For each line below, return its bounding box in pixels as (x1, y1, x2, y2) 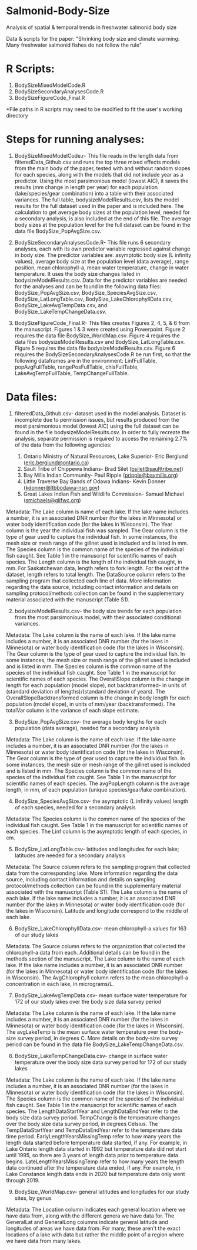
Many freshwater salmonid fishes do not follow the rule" (6, 41, 142, 48)
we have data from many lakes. (6, 1237, 82, 1244)
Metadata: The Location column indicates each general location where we (6, 1206, 186, 1213)
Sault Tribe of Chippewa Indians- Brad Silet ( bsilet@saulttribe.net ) (23, 465, 183, 472)
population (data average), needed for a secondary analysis (14, 724, 160, 731)
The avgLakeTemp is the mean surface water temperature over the (6, 1028, 168, 1035)
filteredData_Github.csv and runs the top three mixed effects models (14, 158, 181, 165)
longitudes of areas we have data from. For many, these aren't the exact (6, 1225, 181, 1232)
